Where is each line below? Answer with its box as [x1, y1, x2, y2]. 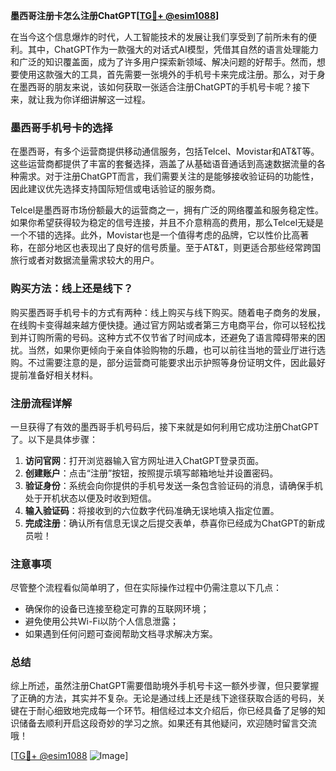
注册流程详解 [10, 396, 73, 410]
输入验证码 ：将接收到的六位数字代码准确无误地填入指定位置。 [24, 504, 280, 516]
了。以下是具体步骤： [10, 433, 98, 445]
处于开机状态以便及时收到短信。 [24, 492, 157, 504]
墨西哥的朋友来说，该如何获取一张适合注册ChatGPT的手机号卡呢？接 [18, 81, 302, 93]
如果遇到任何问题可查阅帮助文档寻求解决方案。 [24, 628, 218, 640]
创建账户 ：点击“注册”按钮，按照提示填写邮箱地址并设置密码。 [24, 467, 279, 479]
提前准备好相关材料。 [10, 369, 98, 381]
